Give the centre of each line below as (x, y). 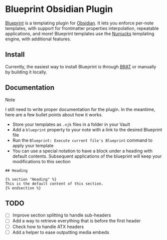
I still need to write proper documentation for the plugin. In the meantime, (80, 109)
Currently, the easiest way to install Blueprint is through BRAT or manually (81, 66)
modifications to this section (41, 161)
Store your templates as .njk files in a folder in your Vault (71, 124)
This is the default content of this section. (54, 184)
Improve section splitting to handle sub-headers (62, 215)
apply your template (33, 145)
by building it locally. (26, 72)
